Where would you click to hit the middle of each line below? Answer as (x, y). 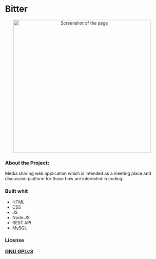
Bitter (17, 9)
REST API (22, 222)
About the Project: (27, 163)
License (15, 240)
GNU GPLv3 (19, 251)
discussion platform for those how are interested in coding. (64, 179)
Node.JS (21, 217)
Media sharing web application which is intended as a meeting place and (78, 173)
